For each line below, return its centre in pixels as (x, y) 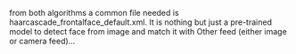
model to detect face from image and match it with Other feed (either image (148, 31)
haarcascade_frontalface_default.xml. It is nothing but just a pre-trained (140, 22)
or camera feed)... (42, 41)
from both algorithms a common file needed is (95, 13)
